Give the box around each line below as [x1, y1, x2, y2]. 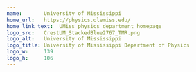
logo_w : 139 [6, 49, 53, 56]
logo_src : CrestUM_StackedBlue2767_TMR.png [6, 29, 140, 36]
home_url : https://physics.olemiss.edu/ [6, 16, 131, 23]
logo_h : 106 [6, 55, 53, 62]
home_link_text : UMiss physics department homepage [6, 23, 162, 29]
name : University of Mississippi [6, 10, 122, 17]
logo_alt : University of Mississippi [6, 36, 122, 43]
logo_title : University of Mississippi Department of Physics [6, 42, 190, 49]
